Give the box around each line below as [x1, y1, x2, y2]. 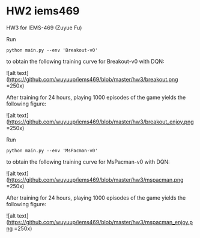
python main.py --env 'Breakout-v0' [6, 47, 98, 53]
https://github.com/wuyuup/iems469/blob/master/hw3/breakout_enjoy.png [8, 118, 194, 125]
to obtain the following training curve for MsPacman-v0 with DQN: [6, 158, 170, 165]
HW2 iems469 [6, 4, 80, 18]
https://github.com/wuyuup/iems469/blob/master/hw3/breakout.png [8, 76, 178, 83]
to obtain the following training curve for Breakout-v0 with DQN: [6, 58, 165, 65]
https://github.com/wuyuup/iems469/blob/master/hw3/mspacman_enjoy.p [8, 218, 193, 225]
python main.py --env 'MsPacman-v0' [6, 147, 98, 153]
